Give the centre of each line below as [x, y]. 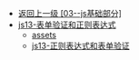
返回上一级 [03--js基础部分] [70, 13]
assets [44, 35]
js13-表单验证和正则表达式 [67, 25]
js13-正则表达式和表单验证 [80, 45]
